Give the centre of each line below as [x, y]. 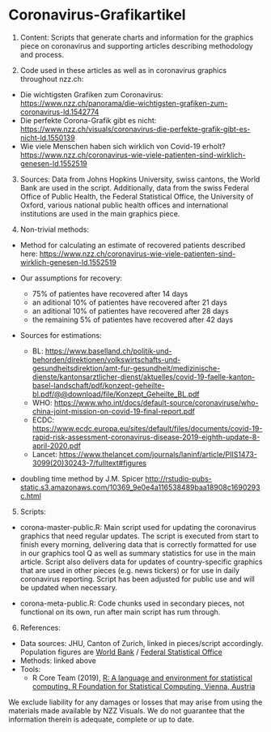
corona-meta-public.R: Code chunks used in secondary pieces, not [132, 603]
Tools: [30, 669]
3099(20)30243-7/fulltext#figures [89, 463]
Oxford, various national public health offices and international [124, 205]
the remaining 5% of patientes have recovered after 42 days [132, 319]
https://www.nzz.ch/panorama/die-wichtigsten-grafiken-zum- [124, 103]
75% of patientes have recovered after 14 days [110, 293]
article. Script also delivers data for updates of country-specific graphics [141, 562]
